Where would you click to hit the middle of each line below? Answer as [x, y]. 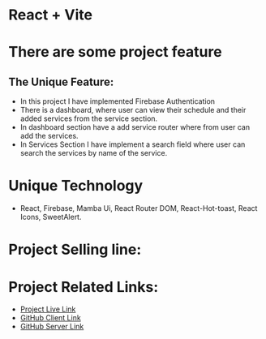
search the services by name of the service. [94, 153]
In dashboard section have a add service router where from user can [135, 127]
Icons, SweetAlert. [51, 217]
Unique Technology [76, 186]
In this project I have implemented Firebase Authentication [118, 101]
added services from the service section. [89, 118]
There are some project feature [115, 52]
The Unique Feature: [61, 82]
